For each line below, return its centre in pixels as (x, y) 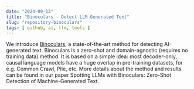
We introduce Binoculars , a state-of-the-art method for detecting (84, 44)
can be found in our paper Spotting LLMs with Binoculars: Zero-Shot (89, 75)
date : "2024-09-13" (30, 11)
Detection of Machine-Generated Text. (53, 81)
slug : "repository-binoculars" (44, 22)
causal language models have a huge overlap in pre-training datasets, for (94, 63)
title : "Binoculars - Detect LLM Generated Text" (68, 17)
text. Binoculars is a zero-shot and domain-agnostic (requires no (110, 51)
